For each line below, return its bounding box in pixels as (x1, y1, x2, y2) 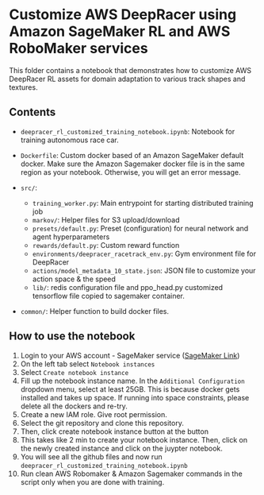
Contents (9, 106, 56, 119)
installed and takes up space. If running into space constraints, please (20, 393, 250, 402)
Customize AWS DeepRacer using (9, 6, 237, 24)
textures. (9, 82, 38, 92)
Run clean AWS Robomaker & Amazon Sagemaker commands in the (20, 469, 243, 478)
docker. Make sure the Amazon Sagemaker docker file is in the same (20, 159, 245, 168)
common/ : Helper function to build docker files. (20, 306, 170, 315)
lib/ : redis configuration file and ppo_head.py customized (32, 282, 224, 292)
